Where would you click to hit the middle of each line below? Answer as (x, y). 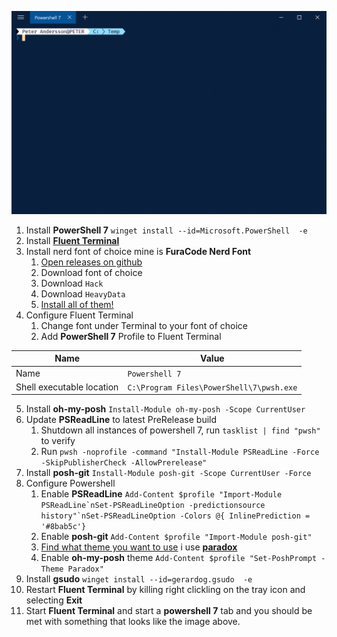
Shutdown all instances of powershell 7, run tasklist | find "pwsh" (180, 430)
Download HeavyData (83, 293)
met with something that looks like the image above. (133, 622)
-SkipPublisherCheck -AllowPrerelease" (124, 463)
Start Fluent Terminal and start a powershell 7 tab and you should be (169, 611)
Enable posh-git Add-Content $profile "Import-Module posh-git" (176, 537)
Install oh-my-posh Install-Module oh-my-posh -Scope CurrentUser (165, 409)
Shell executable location (67, 387)
